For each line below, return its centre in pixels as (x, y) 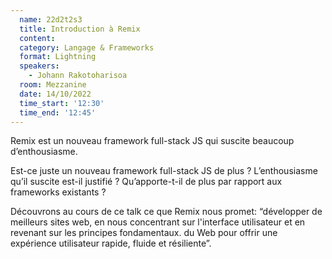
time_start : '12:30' (62, 103)
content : (37, 38)
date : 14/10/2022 (55, 94)
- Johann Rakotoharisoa (78, 76)
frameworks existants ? (58, 192)
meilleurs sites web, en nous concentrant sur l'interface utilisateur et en (158, 222)
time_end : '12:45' (58, 112)
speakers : (39, 66)
